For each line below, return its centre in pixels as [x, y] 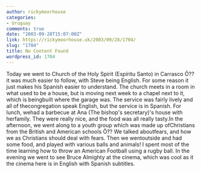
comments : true [25, 29]
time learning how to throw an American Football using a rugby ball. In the [98, 151]
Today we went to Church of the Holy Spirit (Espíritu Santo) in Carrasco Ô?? [100, 74]
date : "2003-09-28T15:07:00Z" [44, 34]
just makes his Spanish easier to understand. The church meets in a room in [101, 86]
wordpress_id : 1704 [31, 57]
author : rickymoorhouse [36, 12]
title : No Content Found [37, 51]
